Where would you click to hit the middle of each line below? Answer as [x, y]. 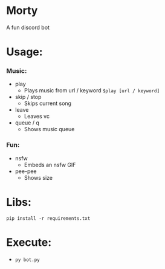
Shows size [38, 177]
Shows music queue [49, 129]
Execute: [29, 242]
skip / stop [28, 97]
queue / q [27, 123]
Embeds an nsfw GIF [50, 165]
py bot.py [27, 260]
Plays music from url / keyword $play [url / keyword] [92, 90]
